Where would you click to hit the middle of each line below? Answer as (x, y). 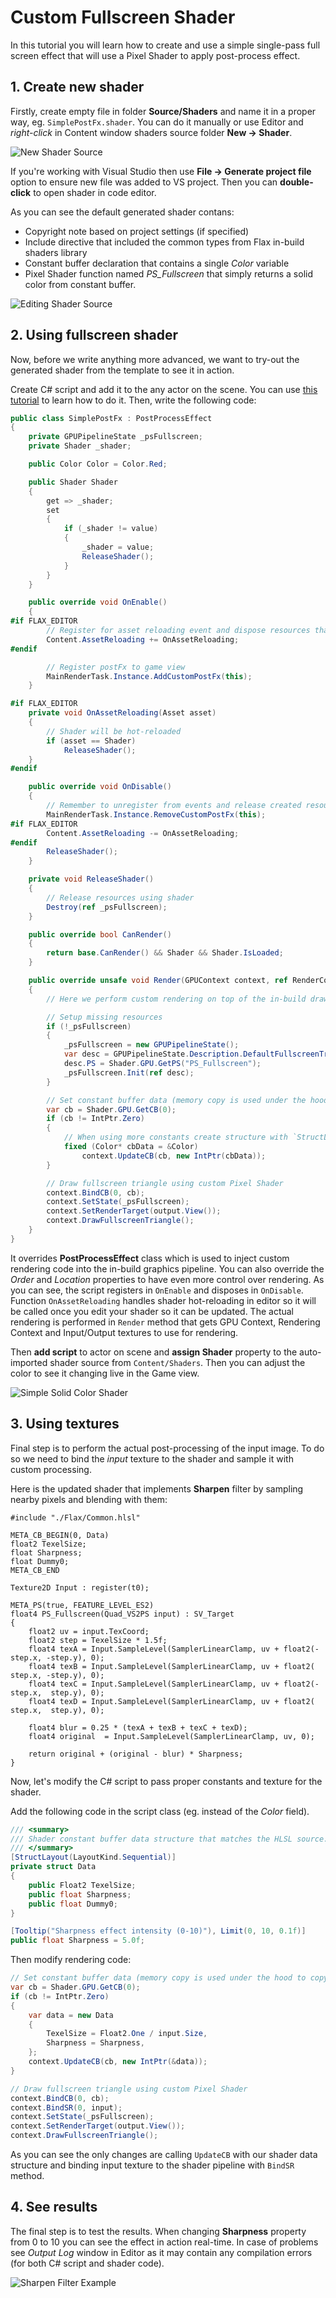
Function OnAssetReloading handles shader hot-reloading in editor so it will (163, 1300)
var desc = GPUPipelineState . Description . (153, 1054)
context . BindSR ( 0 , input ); (66, 2107)
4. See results (54, 2207)
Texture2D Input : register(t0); (80, 1587)
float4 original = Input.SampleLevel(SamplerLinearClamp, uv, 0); (171, 1736)
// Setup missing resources (104, 1017)
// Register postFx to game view (116, 667)
